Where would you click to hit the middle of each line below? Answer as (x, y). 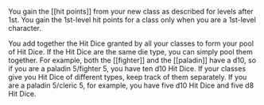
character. (25, 28)
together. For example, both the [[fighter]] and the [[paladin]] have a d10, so (132, 60)
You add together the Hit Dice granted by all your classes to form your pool (131, 43)
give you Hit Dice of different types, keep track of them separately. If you (128, 77)
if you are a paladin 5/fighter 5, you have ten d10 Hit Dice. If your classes (127, 69)
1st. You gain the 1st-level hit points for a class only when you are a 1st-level (132, 20)
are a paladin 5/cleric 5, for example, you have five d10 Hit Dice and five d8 (131, 85)
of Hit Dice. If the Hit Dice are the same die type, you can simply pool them (130, 52)
